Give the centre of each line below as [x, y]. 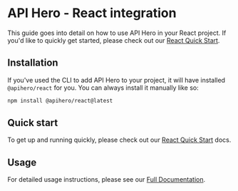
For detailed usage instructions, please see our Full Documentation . [107, 180]
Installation [33, 63]
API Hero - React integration [92, 13]
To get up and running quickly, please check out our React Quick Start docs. [119, 140]
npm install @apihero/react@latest [60, 100]
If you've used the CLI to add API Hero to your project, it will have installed [117, 80]
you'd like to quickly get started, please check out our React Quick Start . [114, 40]
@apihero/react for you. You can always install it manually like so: [103, 88]
